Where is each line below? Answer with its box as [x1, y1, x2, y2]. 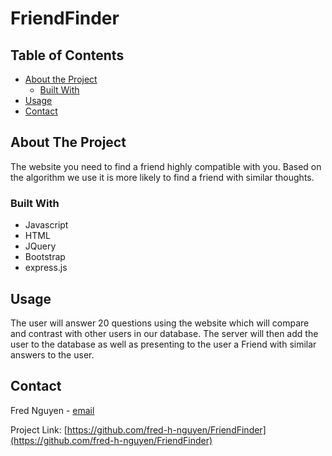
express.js [24, 262, 68, 274]
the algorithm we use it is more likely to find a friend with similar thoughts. [10, 171, 315, 183]
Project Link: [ [10, 423, 68, 436]
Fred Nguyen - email [10, 404, 95, 416]
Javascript [24, 219, 69, 231]
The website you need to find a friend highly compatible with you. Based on [10, 160, 322, 172]
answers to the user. [10, 348, 95, 361]
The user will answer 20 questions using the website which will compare [10, 317, 310, 329]
